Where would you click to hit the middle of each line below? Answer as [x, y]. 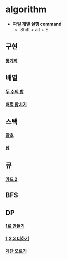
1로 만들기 [15, 226]
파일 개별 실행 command [37, 24]
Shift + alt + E [34, 29]
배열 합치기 [16, 104]
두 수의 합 [15, 91]
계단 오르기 [16, 251]
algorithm [26, 9]
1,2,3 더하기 [17, 239]
